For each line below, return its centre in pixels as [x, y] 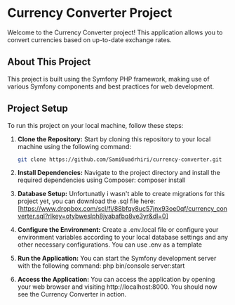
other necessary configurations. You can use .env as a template [109, 245]
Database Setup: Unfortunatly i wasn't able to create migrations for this [121, 194]
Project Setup [38, 109]
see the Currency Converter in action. [72, 294]
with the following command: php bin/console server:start [101, 266]
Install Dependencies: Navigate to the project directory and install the [119, 173]
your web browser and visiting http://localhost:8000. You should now [117, 287]
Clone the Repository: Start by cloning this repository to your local [114, 139]
